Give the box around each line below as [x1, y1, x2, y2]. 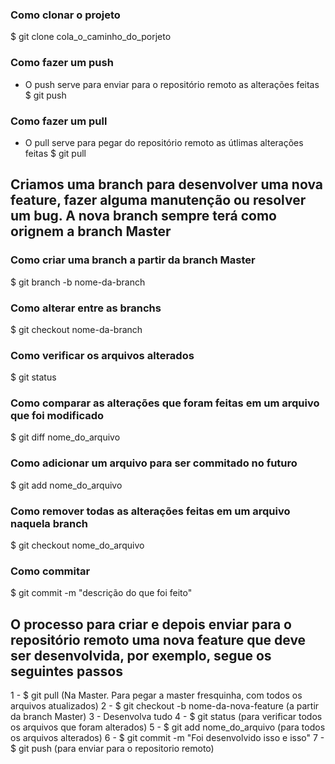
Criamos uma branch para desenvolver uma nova [10, 176, 324, 193]
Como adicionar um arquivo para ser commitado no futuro [10, 456, 298, 470]
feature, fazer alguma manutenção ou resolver [10, 192, 307, 209]
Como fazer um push [10, 56, 114, 70]
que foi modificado [10, 409, 105, 423]
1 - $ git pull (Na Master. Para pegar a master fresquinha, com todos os [10, 689, 303, 702]
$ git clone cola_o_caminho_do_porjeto [10, 31, 172, 43]
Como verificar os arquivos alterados [10, 348, 195, 362]
